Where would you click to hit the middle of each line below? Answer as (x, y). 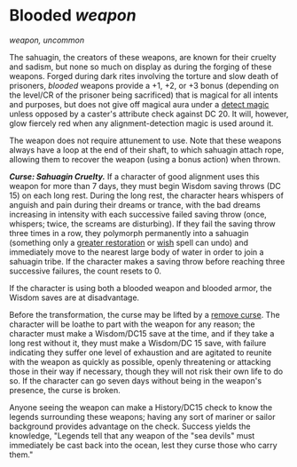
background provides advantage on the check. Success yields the (130, 426)
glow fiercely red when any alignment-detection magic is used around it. (141, 123)
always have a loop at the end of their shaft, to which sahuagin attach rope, (147, 150)
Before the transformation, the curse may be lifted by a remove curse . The (145, 314)
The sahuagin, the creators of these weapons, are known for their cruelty (143, 57)
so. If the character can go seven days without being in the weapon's (136, 380)
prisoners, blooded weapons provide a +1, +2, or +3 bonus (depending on (144, 85)
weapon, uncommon (47, 40)
